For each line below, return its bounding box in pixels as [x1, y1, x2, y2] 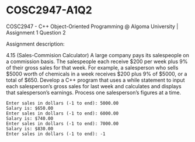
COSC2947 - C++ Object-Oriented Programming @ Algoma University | [6, 23, 179, 30]
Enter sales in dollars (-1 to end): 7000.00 [6, 120, 119, 126]
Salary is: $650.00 [6, 105, 54, 111]
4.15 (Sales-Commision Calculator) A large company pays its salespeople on [6, 51, 190, 58]
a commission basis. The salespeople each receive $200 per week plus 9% [6, 58, 188, 65]
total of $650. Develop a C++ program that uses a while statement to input [6, 77, 185, 84]
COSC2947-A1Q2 [6, 4, 92, 17]
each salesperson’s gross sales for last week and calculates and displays [6, 82, 182, 89]
